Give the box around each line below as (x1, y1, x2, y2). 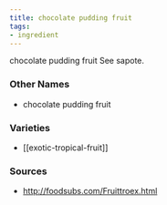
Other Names (9, 78, 70, 91)
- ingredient (9, 30, 59, 39)
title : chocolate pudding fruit (9, 13, 132, 23)
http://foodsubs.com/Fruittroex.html (22, 186, 158, 197)
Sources (9, 165, 47, 178)
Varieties (9, 121, 50, 134)
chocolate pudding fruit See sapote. (9, 56, 144, 67)
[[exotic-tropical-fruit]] (22, 142, 109, 153)
